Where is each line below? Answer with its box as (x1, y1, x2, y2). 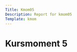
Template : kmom (5, 16, 37, 21)
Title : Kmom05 (5, 7, 35, 12)
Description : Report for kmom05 (5, 12, 72, 17)
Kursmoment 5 (5, 38, 68, 49)
